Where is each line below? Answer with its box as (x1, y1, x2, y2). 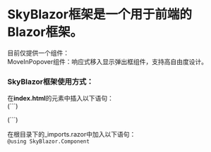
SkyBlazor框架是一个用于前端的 (7, 6, 193, 23)
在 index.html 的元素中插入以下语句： (7, 94, 114, 103)
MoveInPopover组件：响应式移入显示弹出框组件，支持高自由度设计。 (7, 57, 208, 65)
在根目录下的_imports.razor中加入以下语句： (7, 130, 136, 139)
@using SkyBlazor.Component (7, 138, 90, 145)
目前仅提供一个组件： (7, 49, 69, 57)
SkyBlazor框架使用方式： (7, 77, 94, 87)
